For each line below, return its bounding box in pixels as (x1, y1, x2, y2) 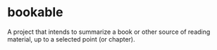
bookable (7, 4, 63, 20)
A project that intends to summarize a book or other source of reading (7, 27, 211, 36)
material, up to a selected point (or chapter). (7, 35, 135, 43)
